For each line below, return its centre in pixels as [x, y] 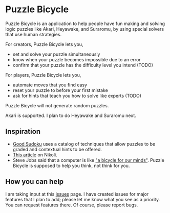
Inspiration [23, 132]
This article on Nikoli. [35, 155]
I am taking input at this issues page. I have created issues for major [77, 194]
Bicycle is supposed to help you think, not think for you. [71, 165]
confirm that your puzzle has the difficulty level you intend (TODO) [83, 65]
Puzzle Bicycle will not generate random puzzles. [57, 105]
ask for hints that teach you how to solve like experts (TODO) [77, 96]
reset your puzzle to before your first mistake [60, 90]
